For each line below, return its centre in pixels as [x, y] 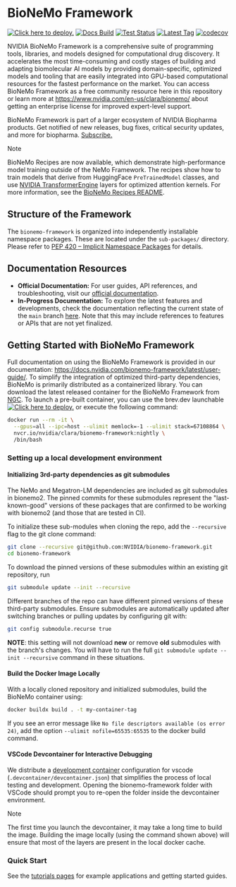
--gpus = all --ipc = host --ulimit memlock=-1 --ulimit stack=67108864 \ [119, 427]
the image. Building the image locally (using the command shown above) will [118, 835]
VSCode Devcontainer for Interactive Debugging [80, 754]
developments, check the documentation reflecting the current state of [120, 308]
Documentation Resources [67, 268]
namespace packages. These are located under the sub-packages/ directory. [118, 239]
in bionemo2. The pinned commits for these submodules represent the [110, 498]
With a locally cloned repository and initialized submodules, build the [107, 689]
